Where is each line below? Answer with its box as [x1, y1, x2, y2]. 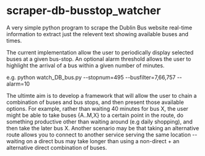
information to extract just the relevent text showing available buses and [6, 30, 188, 37]
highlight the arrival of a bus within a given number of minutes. [6, 62, 164, 69]
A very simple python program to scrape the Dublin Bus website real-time [6, 24, 192, 31]
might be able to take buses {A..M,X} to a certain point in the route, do [6, 111, 184, 119]
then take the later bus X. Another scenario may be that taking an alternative [6, 124, 199, 132]
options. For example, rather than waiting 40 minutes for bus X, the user [6, 105, 188, 112]
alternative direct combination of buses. [6, 144, 107, 151]
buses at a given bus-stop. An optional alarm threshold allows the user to [6, 55, 191, 62]
